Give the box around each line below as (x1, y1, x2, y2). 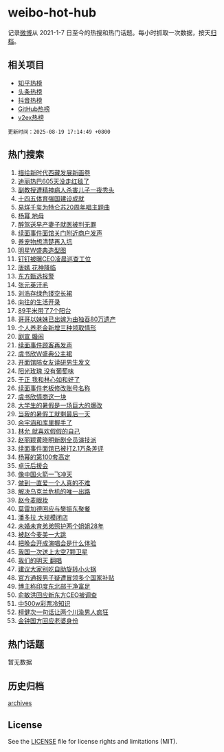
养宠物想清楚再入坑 (17, 237, 73, 245)
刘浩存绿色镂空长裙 (17, 289, 73, 297)
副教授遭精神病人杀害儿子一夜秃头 (17, 185, 115, 194)
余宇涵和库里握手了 (17, 418, 73, 427)
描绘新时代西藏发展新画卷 (17, 168, 91, 176)
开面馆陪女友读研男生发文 (17, 358, 91, 366)
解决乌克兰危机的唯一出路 (17, 487, 91, 496)
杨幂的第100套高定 (17, 453, 71, 461)
